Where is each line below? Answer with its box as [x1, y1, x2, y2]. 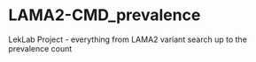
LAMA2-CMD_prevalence [8, 5, 201, 25]
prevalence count [8, 43, 73, 53]
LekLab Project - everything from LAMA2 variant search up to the [8, 34, 247, 45]
